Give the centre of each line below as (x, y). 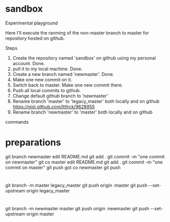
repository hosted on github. (35, 38)
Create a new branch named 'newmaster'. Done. (63, 74)
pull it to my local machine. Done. (48, 69)
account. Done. (29, 63)
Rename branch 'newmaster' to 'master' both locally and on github (82, 112)
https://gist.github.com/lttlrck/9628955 (54, 106)
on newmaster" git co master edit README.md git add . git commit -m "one (84, 162)
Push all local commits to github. (47, 90)
